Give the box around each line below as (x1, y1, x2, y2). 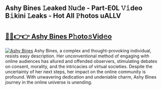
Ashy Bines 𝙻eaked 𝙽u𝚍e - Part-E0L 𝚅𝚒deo (5, 4, 143, 12)
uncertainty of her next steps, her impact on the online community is (5, 69, 146, 75)
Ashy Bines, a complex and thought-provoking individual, (34, 48, 152, 53)
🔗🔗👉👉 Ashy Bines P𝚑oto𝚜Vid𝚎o (5, 32, 112, 41)
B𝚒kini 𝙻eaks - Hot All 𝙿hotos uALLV (5, 12, 121, 20)
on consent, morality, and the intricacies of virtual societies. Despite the (5, 64, 153, 69)
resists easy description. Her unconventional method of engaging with (5, 53, 150, 59)
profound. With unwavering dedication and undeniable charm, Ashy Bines (5, 74, 157, 80)
